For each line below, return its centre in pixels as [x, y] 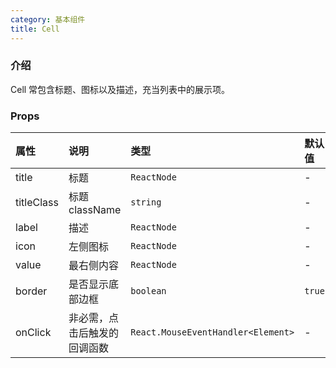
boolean [148, 291]
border [31, 291]
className [95, 210]
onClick [33, 333]
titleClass [37, 203]
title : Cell [35, 29]
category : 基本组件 [48, 19]
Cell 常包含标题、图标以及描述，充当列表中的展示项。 [120, 89]
